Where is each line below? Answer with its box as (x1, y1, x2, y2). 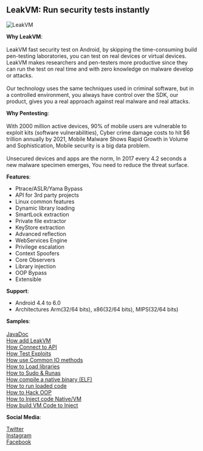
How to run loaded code (6, 382, 67, 389)
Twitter (6, 425, 24, 432)
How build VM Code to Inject (6, 402, 78, 409)
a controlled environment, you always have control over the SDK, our (6, 91, 179, 98)
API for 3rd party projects (15, 191, 79, 199)
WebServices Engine (15, 236, 68, 244)
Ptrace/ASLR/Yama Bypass (15, 185, 83, 192)
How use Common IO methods (6, 356, 83, 363)
